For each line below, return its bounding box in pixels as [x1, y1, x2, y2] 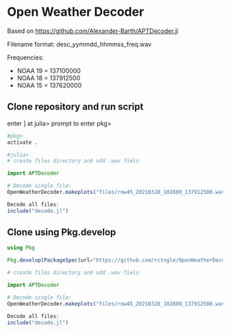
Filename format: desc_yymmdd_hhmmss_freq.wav [7, 40, 152, 48]
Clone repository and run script [7, 101, 144, 113]
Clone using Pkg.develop [7, 227, 116, 238]
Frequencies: [7, 53, 44, 62]
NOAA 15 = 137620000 [16, 81, 82, 89]
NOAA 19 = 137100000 [16, 66, 81, 75]
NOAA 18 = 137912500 [16, 73, 81, 82]
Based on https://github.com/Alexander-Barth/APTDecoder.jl [7, 27, 179, 35]
